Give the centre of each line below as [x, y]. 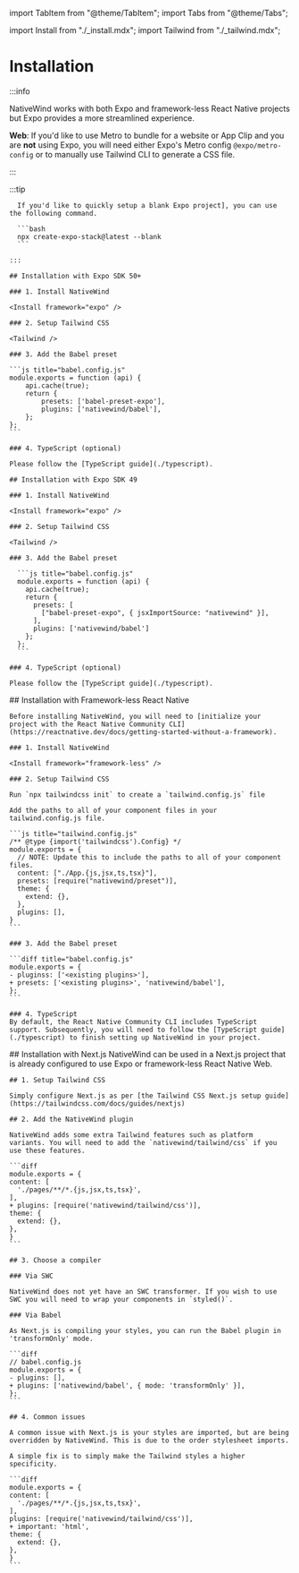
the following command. [54, 213]
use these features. [48, 1150]
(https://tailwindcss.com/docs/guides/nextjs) [97, 1103]
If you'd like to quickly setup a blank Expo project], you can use [147, 205]
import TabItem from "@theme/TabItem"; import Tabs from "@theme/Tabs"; [149, 13]
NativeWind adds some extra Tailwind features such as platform [131, 1135]
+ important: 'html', [50, 1526]
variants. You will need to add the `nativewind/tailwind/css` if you [143, 1142]
